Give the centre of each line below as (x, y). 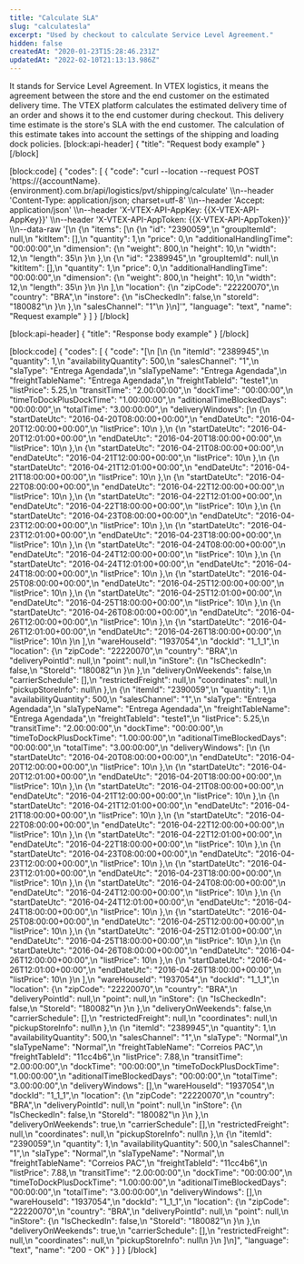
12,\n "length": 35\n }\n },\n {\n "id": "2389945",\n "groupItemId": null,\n (144, 258)
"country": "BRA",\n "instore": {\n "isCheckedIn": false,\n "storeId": (134, 297)
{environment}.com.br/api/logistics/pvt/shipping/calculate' (119, 191)
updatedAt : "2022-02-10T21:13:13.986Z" (85, 60)
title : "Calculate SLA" (54, 18)
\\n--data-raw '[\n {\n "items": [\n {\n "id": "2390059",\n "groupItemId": (143, 229)
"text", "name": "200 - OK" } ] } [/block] (83, 1250)
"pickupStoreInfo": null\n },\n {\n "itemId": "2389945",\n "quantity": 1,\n (143, 1028)
